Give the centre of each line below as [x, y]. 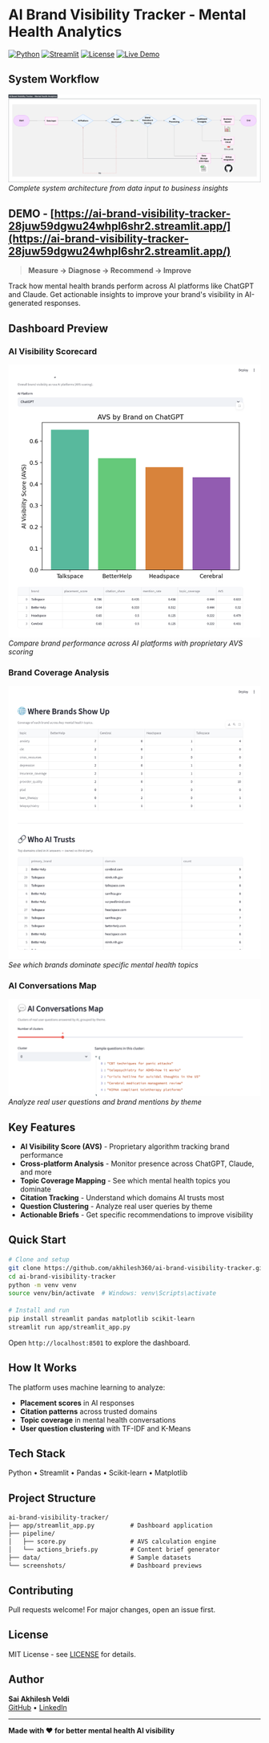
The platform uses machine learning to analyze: [87, 1387]
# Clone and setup [39, 1259]
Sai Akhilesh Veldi [39, 1699]
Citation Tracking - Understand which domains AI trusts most [122, 1198]
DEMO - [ [31, 213]
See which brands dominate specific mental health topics [103, 965]
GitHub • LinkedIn [38, 1707]
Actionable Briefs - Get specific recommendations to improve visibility [137, 1215]
